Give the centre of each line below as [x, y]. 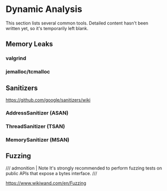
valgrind [16, 58]
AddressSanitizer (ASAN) [37, 112]
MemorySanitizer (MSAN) [38, 139]
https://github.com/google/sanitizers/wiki [48, 100]
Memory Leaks [29, 44]
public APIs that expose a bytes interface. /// [51, 173]
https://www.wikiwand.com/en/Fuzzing [46, 183]
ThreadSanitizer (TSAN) [35, 126]
